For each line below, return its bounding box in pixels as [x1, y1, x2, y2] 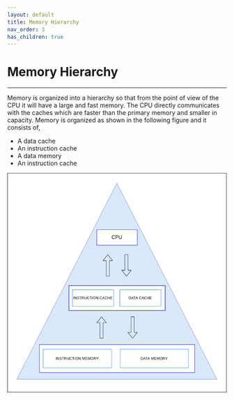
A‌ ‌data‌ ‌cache [17, 137, 56, 146]
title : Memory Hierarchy [7, 18, 79, 26]
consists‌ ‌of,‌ [7, 123, 40, 132]
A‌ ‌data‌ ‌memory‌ [17, 152, 62, 160]
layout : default [7, 11, 54, 18]
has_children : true [7, 33, 64, 40]
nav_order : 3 [7, 26, 45, 33]
